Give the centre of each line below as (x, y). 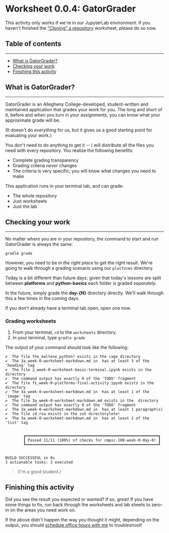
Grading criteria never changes (45, 165)
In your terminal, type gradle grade (49, 337)
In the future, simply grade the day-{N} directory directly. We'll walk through (84, 293)
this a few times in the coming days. (43, 298)
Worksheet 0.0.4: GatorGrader (71, 9)
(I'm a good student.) (39, 472)
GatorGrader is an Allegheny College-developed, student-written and (77, 104)
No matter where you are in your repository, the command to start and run (82, 239)
